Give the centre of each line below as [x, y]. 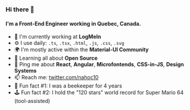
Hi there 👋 [20, 9]
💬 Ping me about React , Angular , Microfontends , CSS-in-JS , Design [99, 64]
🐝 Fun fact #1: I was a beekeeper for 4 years [68, 86]
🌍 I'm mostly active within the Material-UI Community [81, 50]
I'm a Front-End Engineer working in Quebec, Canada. [73, 24]
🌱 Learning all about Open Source [56, 58]
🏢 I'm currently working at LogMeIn [58, 37]
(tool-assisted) [32, 101]
